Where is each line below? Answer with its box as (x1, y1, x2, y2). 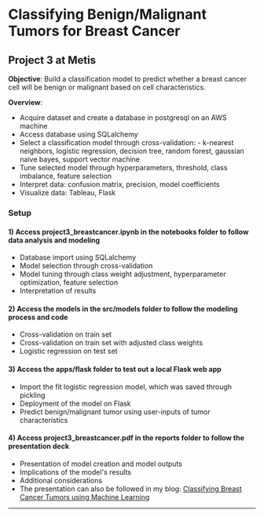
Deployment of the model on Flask (19, 399, 131, 408)
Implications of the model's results (19, 467, 132, 476)
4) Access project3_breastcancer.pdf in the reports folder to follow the (8, 433, 245, 442)
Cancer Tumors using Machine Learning (19, 492, 150, 501)
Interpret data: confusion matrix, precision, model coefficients (19, 180, 220, 189)
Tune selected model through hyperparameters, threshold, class (19, 163, 228, 172)
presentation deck (8, 442, 69, 451)
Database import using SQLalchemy (19, 253, 137, 262)
